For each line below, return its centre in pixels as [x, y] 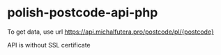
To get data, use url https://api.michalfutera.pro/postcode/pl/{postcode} [110, 32]
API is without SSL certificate [49, 45]
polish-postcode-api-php [83, 13]
